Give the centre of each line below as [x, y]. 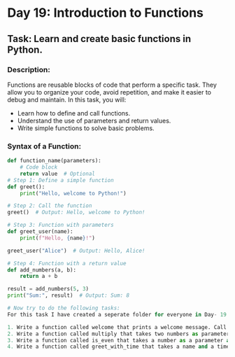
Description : [29, 69]
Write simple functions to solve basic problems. [86, 128]
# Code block [39, 167]
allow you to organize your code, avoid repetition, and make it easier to [109, 92]
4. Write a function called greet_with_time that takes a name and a [111, 347]
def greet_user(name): [40, 232]
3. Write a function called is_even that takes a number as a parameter [115, 340]
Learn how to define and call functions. [74, 113]
